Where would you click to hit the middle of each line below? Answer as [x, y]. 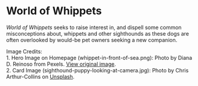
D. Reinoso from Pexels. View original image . [61, 64]
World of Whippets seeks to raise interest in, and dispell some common [94, 27]
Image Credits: [24, 51]
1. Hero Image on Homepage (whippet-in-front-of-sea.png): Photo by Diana [99, 58]
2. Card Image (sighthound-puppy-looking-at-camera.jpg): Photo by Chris [98, 70]
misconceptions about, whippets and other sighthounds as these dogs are [98, 33]
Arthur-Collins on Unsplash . [40, 77]
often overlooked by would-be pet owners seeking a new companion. [92, 40]
